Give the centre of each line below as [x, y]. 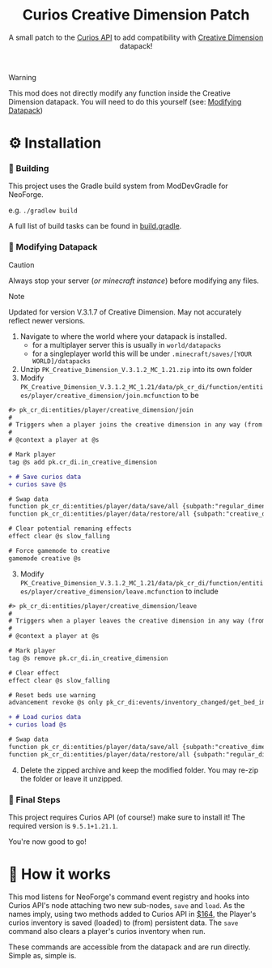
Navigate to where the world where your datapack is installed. [123, 336]
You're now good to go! [47, 842]
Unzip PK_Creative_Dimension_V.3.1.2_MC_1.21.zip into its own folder [136, 369]
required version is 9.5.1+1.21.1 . [64, 826]
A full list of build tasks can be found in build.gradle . [95, 226]
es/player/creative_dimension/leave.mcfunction [102, 592]
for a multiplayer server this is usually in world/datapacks [127, 345]
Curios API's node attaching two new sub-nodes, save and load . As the [127, 905]
